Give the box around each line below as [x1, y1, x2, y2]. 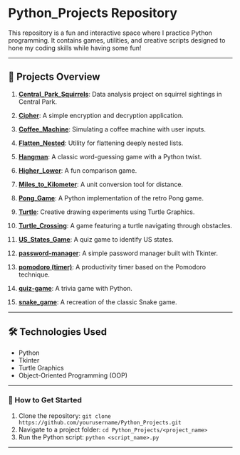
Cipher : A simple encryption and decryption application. [18, 111, 184, 119]
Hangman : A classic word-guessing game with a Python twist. [18, 152, 202, 161]
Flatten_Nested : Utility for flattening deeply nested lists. [18, 139, 184, 147]
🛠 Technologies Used [8, 326, 108, 338]
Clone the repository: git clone [18, 411, 111, 420]
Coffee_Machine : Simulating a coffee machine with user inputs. [18, 124, 206, 133]
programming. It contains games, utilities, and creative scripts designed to [8, 36, 226, 44]
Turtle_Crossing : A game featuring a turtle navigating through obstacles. [18, 221, 233, 230]
